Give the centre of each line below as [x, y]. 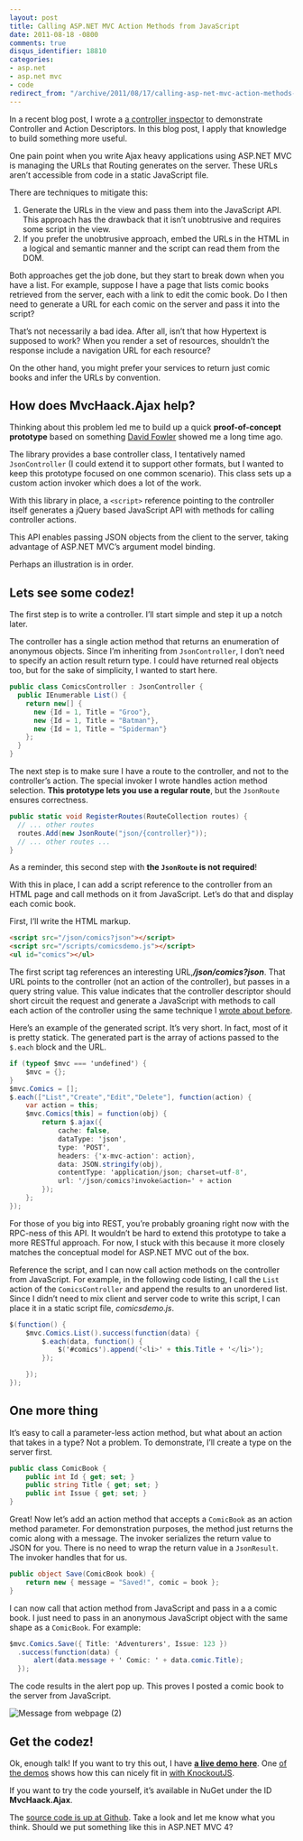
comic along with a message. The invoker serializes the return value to [141, 1539]
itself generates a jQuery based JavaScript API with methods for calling [142, 510]
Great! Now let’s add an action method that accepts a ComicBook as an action [151, 1519]
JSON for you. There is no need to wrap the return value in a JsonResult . [144, 1548]
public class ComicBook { [58, 1468]
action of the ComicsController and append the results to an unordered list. [149, 1289]
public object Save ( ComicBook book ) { [82, 1574]
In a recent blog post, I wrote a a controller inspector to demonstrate [136, 119]
